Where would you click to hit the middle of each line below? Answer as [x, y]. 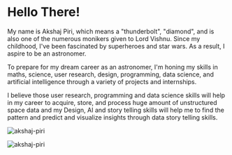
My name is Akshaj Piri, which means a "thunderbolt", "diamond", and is [111, 31]
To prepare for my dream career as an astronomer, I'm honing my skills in [113, 67]
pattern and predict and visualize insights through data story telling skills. [113, 117]
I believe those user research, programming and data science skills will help [116, 95]
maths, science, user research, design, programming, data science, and [111, 74]
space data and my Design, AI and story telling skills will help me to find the [116, 110]
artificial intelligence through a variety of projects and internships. [102, 81]
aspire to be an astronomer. [47, 54]
